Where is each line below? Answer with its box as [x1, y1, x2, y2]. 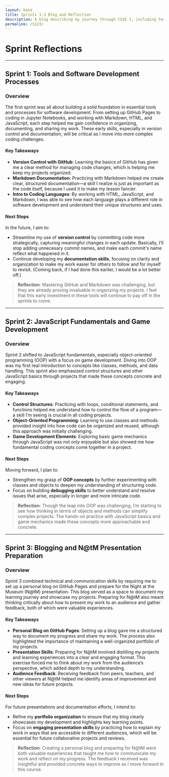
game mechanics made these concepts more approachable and [17, 519, 150, 525]
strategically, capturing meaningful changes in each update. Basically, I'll [12, 240, 164, 246]
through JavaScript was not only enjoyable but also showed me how [12, 439, 154, 445]
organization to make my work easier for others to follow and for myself [12, 261, 161, 268]
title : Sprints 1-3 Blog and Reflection [5, 12, 92, 17]
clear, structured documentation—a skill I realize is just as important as [12, 180, 159, 187]
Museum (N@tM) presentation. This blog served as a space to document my [5, 589, 164, 595]
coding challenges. [5, 136, 45, 142]
